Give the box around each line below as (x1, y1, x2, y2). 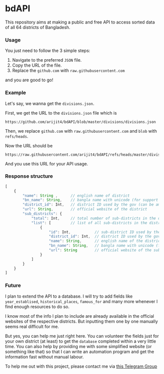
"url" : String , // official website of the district (22, 207, 147, 212)
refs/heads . (5, 133, 28, 139)
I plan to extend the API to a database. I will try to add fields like (5, 293, 133, 299)
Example (5, 89, 26, 96)
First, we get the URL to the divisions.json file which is (5, 110, 117, 116)
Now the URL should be (5, 142, 53, 148)
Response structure (5, 173, 53, 180)
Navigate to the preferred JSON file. (12, 57, 82, 63)
